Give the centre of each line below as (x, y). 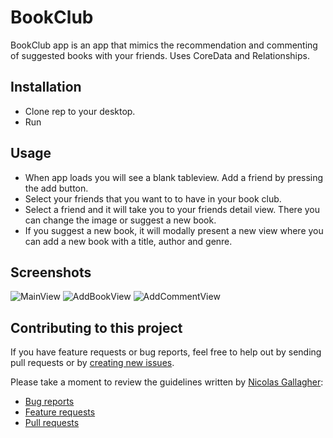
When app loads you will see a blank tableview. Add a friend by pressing (174, 177)
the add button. (56, 188)
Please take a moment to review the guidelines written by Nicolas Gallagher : (167, 382)
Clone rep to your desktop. (80, 111)
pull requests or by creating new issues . (92, 363)
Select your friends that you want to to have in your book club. (153, 198)
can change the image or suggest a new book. (120, 220)
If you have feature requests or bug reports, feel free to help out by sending (166, 352)
